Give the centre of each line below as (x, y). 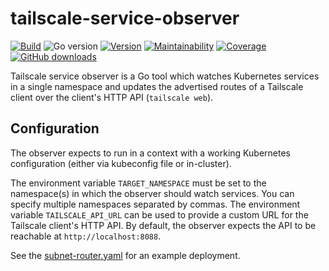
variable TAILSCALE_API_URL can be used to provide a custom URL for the (159, 214)
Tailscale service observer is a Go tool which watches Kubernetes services (165, 76)
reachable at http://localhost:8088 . (86, 236)
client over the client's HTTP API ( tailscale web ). (112, 97)
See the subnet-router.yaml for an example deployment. (125, 255)
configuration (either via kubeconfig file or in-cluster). (121, 163)
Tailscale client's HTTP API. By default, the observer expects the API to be (163, 225)
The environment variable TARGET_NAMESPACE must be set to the (138, 183)
